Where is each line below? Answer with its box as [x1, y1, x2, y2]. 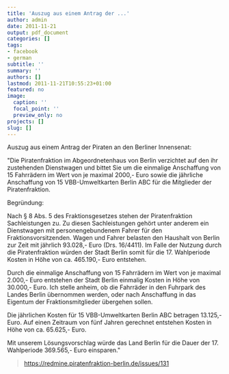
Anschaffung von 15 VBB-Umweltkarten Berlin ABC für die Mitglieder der [7, 178, 212, 187]
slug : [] [7, 124, 32, 131]
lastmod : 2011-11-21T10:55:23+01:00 [7, 80, 111, 87]
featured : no [7, 86, 44, 93]
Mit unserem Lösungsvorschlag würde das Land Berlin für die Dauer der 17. [7, 339, 219, 347]
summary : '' [7, 67, 41, 74]
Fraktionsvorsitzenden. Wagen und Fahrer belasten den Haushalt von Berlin [7, 234, 220, 242]
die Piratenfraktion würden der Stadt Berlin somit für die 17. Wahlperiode [7, 248, 211, 256]
